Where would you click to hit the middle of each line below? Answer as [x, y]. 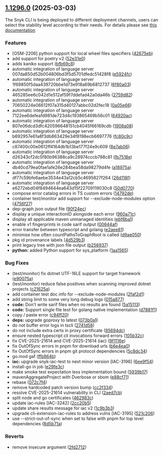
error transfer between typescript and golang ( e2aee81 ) [68, 230]
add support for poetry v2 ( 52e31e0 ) [49, 59]
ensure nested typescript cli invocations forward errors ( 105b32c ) [78, 336]
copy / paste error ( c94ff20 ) [40, 315]
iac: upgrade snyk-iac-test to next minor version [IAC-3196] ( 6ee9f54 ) [83, 362]
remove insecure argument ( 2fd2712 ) [49, 447]
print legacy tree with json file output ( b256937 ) [60, 245]
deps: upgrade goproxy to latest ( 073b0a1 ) [55, 320]
